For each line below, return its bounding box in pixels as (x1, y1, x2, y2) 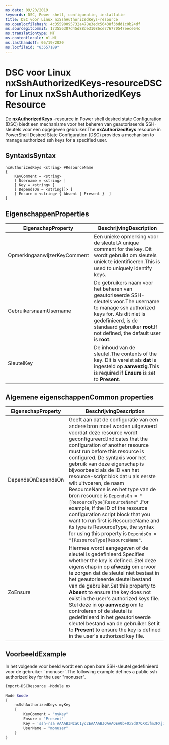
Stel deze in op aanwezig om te (68, 601, 144, 608)
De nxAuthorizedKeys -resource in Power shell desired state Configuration (5, 116, 162, 122)
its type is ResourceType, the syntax (68, 523, 154, 530)
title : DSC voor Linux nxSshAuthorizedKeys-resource (5, 17, 118, 22)
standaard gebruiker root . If (94, 324, 157, 331)
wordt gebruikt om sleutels (94, 252, 157, 259)
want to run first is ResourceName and (68, 517, 160, 524)
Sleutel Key (8, 360, 33, 367)
